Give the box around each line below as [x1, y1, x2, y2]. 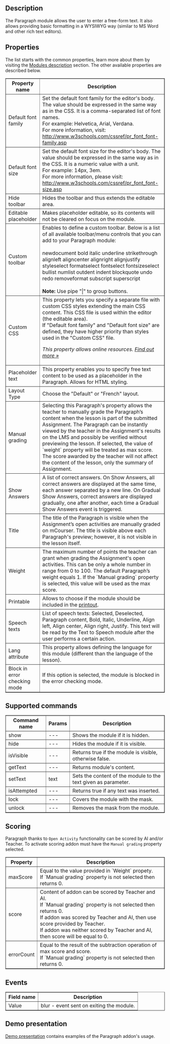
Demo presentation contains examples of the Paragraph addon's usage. [5, 1033, 155, 1039]
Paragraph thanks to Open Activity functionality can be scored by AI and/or [5, 835, 163, 842]
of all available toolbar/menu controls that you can [42, 231, 161, 238]
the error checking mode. [42, 677, 103, 684]
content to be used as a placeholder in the [42, 372, 143, 379]
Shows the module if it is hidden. [72, 732, 150, 739]
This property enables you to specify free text [42, 366, 151, 373]
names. [42, 114, 60, 121]
